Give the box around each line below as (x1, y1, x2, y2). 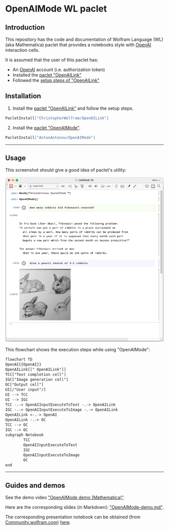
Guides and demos (5, 481, 65, 490)
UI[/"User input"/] (5, 387, 46, 393)
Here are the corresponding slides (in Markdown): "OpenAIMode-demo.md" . (5, 504, 164, 510)
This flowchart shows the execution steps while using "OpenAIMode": (5, 347, 150, 353)
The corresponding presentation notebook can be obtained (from (5, 514, 141, 520)
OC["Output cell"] (5, 382, 44, 388)
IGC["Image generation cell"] (5, 377, 69, 383)
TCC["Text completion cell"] (5, 372, 66, 377)
